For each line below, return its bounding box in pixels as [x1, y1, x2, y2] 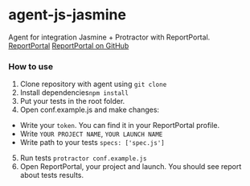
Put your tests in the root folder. [19, 97, 125, 106]
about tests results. [19, 171, 84, 180]
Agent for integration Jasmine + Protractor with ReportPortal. [8, 32, 211, 42]
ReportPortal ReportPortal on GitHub [8, 40, 129, 50]
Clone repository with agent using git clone [19, 79, 167, 89]
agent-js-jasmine [8, 6, 127, 24]
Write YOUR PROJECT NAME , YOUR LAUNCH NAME [19, 129, 163, 138]
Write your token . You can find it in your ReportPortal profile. [19, 121, 220, 130]
